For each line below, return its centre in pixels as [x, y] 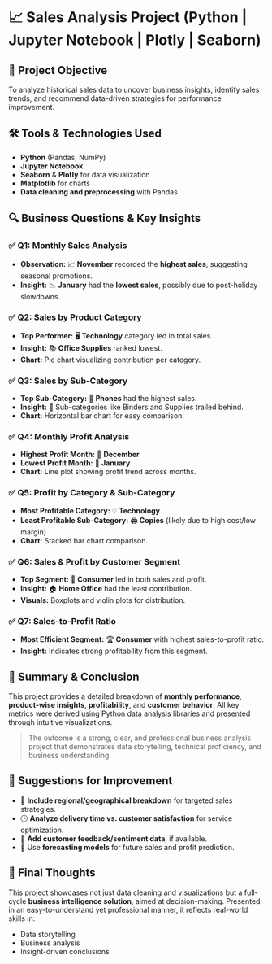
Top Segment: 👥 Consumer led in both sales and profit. [113, 579]
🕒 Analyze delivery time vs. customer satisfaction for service [126, 818]
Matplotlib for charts [55, 183]
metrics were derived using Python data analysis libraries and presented [130, 713]
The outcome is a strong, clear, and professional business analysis [140, 738]
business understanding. [70, 756]
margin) [33, 532]
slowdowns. [40, 296]
